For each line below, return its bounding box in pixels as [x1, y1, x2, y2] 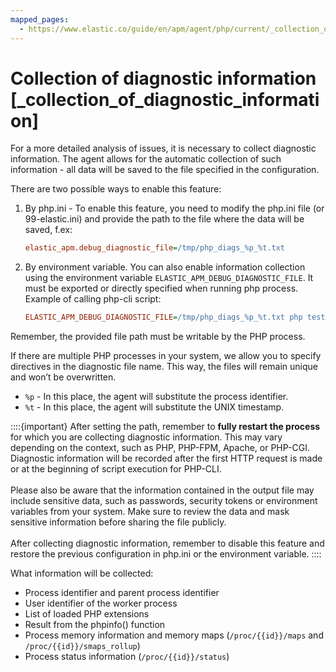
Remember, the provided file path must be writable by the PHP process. [10, 331, 306, 343]
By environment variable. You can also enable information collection [24, 261, 306, 273]
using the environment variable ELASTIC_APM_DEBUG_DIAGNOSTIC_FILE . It [24, 272, 314, 284]
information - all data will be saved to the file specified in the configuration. [10, 164, 320, 176]
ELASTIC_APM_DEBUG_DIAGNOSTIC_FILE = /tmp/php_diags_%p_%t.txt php [24, 312, 303, 323]
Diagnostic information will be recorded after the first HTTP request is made [10, 452, 323, 465]
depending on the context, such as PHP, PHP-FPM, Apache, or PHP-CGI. [10, 442, 310, 454]
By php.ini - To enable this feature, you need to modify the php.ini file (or [24, 202, 325, 215]
